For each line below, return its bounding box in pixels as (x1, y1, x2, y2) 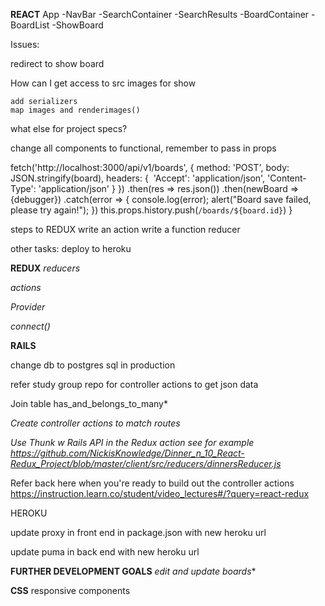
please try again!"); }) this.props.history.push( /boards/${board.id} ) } (10, 204, 293, 216)
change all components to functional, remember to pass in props (10, 142, 277, 154)
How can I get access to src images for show (10, 77, 197, 89)
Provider (10, 301, 46, 313)
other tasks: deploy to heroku (10, 243, 132, 254)
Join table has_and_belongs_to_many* (10, 398, 168, 409)
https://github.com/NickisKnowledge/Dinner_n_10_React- (10, 447, 245, 459)
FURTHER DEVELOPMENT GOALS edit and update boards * (10, 565, 257, 577)
